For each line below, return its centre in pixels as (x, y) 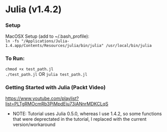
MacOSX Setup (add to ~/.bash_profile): (47, 36)
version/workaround (34, 125)
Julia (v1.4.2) (34, 9)
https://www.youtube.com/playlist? (42, 98)
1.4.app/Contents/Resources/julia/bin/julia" (54, 46)
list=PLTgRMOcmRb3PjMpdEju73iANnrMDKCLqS (57, 104)
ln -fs (12, 41)
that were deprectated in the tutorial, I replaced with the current (79, 119)
